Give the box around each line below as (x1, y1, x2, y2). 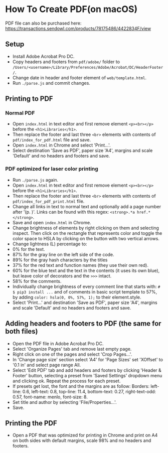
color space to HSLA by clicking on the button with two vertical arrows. (12, 235, 159, 241)
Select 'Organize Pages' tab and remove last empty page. (12, 346, 132, 352)
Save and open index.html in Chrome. (12, 219, 91, 225)
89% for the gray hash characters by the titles (12, 257, 108, 263)
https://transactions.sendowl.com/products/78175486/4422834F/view (5, 25, 151, 31)
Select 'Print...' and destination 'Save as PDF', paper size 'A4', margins (12, 299, 157, 306)
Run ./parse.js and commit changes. (12, 80, 90, 86)
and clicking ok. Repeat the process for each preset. (12, 378, 121, 384)
